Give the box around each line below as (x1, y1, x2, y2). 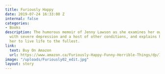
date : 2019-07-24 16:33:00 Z (5, 12, 65, 17)
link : (5, 43, 16, 48)
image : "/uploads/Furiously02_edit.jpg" (5, 57, 89, 62)
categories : (5, 20, 29, 26)
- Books (5, 25, 21, 30)
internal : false (5, 16, 38, 21)
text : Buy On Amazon (9, 48, 52, 53)
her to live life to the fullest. (9, 39, 80, 44)
